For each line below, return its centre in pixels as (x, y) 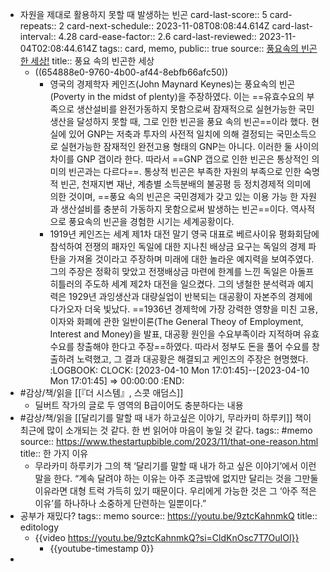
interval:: (38, 36)
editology (39, 527)
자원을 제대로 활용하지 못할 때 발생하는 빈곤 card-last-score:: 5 (143, 14)
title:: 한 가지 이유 (54, 453)
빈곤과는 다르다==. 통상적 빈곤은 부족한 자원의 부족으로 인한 (185, 171)
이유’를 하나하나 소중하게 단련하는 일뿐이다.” (120, 503)
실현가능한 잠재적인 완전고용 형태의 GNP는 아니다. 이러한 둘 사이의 (190, 146)
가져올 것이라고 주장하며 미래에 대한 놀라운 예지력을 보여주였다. (191, 259)
